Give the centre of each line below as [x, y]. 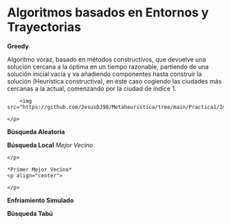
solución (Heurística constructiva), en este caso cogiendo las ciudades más [114, 81]
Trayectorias [44, 27]
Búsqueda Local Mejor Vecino [50, 145]
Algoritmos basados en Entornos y [108, 13]
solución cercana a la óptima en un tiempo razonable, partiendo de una [108, 66]
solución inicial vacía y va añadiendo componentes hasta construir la [104, 74]
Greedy [18, 46]
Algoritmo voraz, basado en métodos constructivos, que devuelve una [107, 59]
